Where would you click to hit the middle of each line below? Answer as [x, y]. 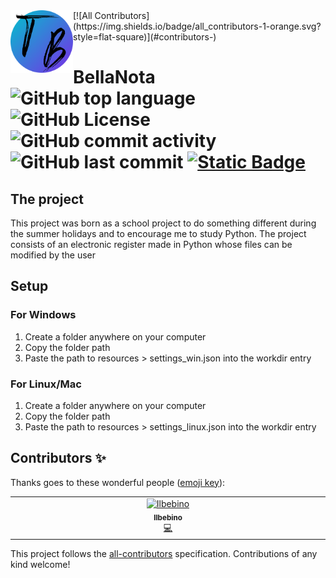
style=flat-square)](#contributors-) [145, 37]
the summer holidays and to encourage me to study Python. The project [158, 233]
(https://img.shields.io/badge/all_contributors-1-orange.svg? [197, 26]
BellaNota [114, 77]
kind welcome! [40, 564]
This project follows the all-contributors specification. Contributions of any [164, 553]
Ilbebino [168, 517]
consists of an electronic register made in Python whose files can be [151, 244]
